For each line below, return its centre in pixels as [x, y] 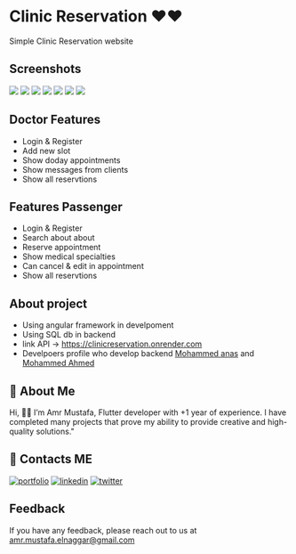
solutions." [56, 431]
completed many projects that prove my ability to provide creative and [138, 422]
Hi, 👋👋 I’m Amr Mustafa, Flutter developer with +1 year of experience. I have [148, 412]
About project [48, 303]
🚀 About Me [42, 391]
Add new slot [46, 151]
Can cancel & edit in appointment [83, 266]
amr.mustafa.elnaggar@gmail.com [72, 540]
